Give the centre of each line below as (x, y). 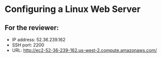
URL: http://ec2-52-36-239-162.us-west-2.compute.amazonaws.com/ (84, 50)
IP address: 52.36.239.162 (39, 39)
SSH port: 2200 (28, 45)
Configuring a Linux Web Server (73, 9)
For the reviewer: (32, 28)
